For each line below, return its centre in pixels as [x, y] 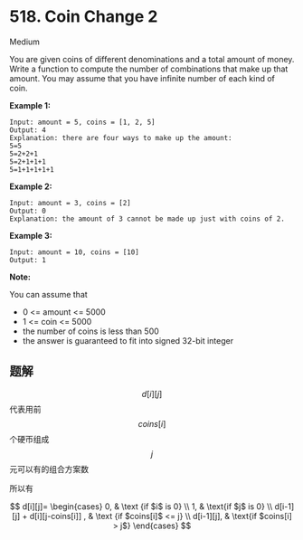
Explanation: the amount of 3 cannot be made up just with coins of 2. [147, 219]
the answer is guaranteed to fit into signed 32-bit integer [128, 340]
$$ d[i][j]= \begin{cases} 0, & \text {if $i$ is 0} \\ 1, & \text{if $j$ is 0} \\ [141, 506]
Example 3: [31, 235]
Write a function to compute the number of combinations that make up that [149, 69]
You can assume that [48, 294]
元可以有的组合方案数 [49, 469]
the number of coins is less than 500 [91, 331]
